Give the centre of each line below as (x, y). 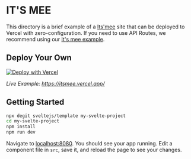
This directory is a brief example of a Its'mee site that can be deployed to (95, 27)
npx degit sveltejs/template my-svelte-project (66, 116)
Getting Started (35, 102)
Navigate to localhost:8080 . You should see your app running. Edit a (90, 144)
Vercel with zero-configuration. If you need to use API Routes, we (86, 33)
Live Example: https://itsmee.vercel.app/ (55, 83)
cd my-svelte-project (33, 121)
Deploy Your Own (39, 58)
